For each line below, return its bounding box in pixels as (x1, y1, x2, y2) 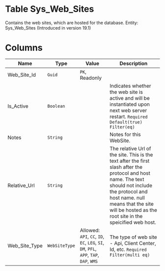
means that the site (110, 200, 154, 207)
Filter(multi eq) (110, 252, 150, 258)
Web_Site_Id (7, 71, 36, 78)
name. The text (110, 176, 144, 182)
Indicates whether (110, 82, 151, 89)
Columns (5, 42, 43, 54)
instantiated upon (110, 101, 150, 108)
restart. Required (110, 113, 148, 120)
